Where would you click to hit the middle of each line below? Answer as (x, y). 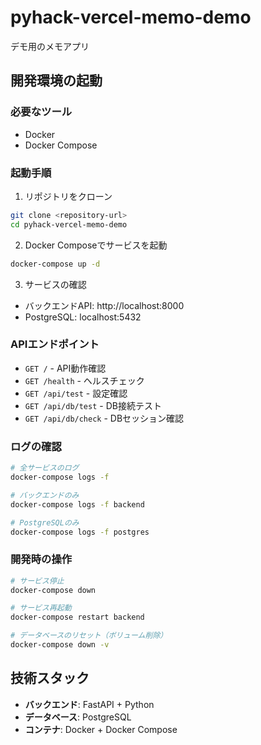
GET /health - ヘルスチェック (84, 380)
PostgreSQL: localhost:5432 (83, 317)
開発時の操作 (41, 559)
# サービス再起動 (41, 608)
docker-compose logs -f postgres (80, 532)
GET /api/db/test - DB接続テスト (93, 405)
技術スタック (50, 678)
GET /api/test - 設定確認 (76, 393)
